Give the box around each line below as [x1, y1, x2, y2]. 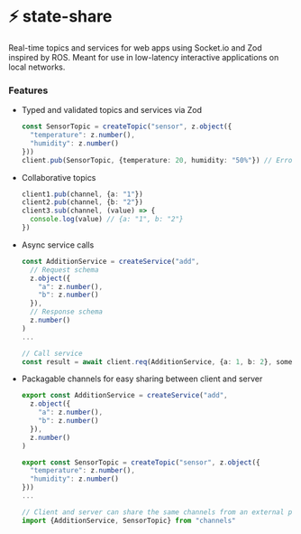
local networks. [8, 61, 66, 72]
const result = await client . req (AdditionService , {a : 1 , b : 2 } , [21, 357, 272, 366]
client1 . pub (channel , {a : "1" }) [21, 190, 143, 199]
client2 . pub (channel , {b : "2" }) [21, 198, 143, 207]
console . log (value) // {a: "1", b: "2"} [30, 215, 184, 224]
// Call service [21, 349, 83, 358]
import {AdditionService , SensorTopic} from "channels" [21, 516, 236, 525]
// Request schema [30, 265, 99, 275]
